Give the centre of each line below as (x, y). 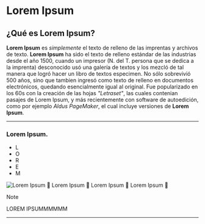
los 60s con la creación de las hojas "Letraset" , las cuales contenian (92, 93)
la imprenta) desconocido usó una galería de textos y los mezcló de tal (95, 67)
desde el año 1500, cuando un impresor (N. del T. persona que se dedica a (100, 61)
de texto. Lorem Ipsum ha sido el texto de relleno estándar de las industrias (101, 54)
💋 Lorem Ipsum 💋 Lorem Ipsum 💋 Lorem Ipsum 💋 (108, 185)
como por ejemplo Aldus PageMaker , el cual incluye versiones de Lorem (98, 106)
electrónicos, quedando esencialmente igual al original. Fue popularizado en (102, 87)
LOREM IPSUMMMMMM (37, 209)
